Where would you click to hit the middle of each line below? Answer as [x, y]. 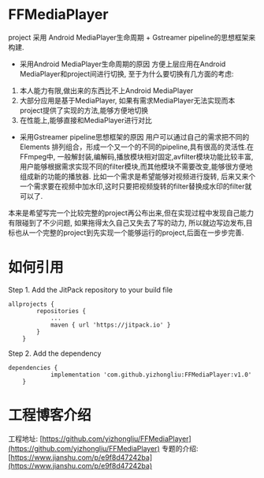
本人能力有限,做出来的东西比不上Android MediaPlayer [106, 90]
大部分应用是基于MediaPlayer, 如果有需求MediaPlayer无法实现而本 [127, 100]
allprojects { [32, 304]
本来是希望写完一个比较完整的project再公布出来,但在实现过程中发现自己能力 [131, 213]
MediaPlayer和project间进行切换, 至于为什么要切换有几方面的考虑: [126, 73]
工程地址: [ [26, 439]
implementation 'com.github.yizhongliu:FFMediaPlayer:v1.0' [151, 375]
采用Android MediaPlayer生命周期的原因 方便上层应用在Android [123, 64]
